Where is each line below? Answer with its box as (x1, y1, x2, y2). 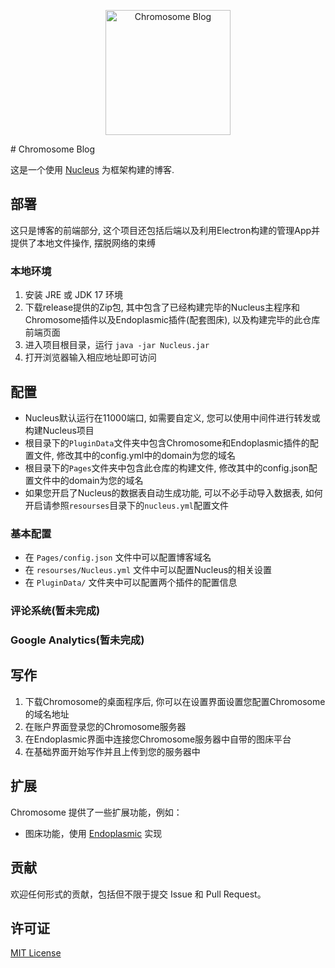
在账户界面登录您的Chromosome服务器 (24, 720, 187, 732)
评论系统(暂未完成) (10, 604, 101, 618)
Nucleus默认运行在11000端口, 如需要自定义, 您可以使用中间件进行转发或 (24, 411, 321, 424)
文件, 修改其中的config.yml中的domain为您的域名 (33, 449, 236, 461)
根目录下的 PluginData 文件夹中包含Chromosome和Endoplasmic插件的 (24, 436, 310, 449)
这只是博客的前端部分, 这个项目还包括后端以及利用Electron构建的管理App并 (10, 224, 321, 236)
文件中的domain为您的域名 (33, 474, 144, 486)
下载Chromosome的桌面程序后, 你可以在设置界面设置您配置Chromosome (24, 695, 326, 707)
